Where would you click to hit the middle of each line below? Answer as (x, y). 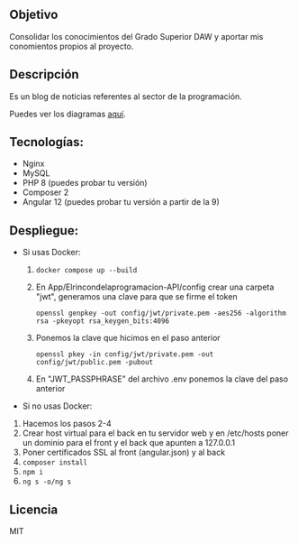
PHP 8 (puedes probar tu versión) (85, 183)
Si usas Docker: (51, 253)
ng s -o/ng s (47, 482)
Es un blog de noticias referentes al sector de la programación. (126, 96)
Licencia (34, 509)
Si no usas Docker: (57, 406)
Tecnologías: (46, 142)
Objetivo (34, 15)
